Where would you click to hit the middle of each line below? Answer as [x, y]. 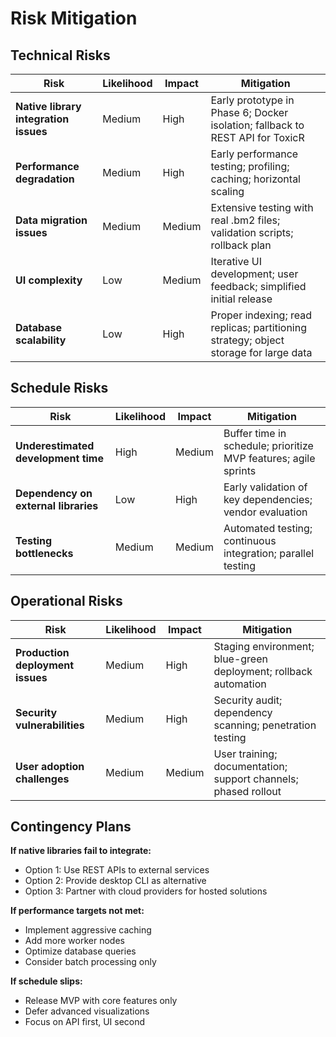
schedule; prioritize [268, 445]
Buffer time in [255, 433]
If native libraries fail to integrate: [81, 851]
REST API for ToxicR [257, 137]
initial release [241, 299]
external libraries [57, 505]
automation [240, 684]
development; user [254, 274]
